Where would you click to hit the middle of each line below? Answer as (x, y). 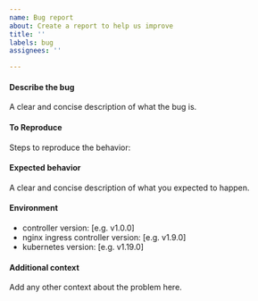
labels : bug (31, 42)
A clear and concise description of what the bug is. (103, 107)
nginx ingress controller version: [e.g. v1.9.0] (104, 237)
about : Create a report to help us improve (92, 26)
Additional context (45, 267)
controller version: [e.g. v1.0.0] (79, 228)
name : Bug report (42, 17)
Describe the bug (42, 87)
